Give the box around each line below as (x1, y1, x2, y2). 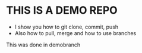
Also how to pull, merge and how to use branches (14, 29, 137, 36)
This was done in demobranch (6, 41, 81, 48)
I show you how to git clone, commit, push (14, 23, 119, 30)
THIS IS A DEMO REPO (6, 4, 118, 17)
